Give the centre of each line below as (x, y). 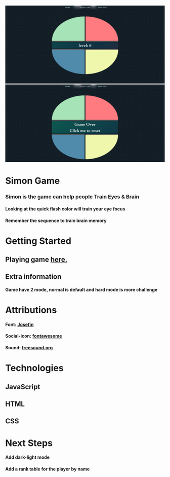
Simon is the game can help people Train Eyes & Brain (72, 197)
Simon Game (33, 181)
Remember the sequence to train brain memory (56, 221)
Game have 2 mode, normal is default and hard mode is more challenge (81, 290)
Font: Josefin (19, 324)
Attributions (31, 310)
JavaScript (23, 387)
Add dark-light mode (27, 457)
